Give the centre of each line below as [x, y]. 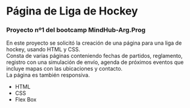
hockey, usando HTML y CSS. [43, 49]
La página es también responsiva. [48, 75]
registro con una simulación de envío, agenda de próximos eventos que [95, 62]
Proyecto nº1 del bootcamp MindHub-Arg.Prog [76, 30]
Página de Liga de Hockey [72, 11]
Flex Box [26, 100]
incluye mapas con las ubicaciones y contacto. [64, 69]
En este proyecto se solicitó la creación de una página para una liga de [94, 43]
